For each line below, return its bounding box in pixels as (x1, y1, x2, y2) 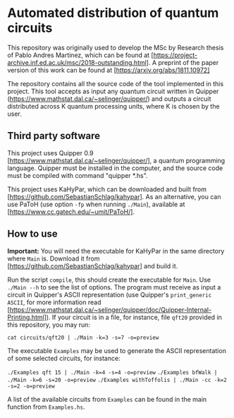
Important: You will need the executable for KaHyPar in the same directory (7, 246, 225, 255)
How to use (7, 228, 58, 240)
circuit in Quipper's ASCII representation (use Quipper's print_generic (7, 290, 212, 299)
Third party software (7, 130, 101, 142)
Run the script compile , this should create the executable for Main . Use (7, 275, 211, 284)
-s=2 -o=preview (7, 383, 55, 390)
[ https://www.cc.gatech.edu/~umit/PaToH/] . (7, 207, 135, 216)
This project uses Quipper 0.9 (7, 148, 94, 157)
